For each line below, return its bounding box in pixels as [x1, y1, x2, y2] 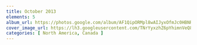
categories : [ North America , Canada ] [6, 30, 104, 36]
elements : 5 [6, 14, 35, 20]
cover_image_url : [6, 25, 49, 31]
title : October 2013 [6, 8, 57, 15]
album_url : [6, 19, 33, 25]
